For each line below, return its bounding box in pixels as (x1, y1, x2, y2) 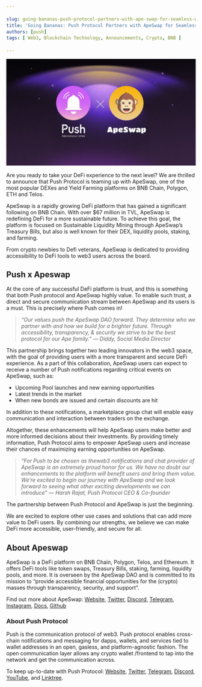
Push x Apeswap (6, 269, 71, 279)
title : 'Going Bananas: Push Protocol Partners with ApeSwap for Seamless (6, 22, 198, 28)
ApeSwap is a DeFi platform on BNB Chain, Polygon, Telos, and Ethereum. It (6, 558, 194, 566)
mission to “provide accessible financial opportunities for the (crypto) (6, 578, 179, 585)
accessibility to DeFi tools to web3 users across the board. (6, 252, 151, 259)
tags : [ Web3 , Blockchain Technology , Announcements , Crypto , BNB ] (6, 35, 182, 41)
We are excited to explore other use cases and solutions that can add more (6, 512, 192, 519)
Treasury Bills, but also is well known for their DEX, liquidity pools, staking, (6, 228, 191, 235)
